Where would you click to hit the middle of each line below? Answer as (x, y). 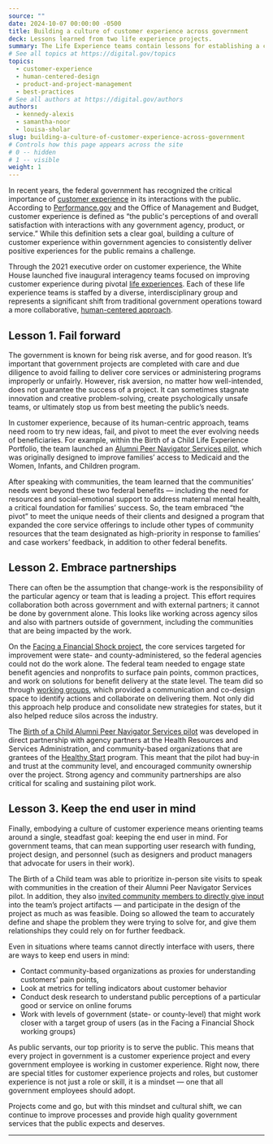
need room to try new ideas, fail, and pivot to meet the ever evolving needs (134, 431)
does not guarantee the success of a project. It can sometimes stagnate (129, 389)
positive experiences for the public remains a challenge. (102, 251)
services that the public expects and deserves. (87, 1123)
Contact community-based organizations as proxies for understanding (138, 971)
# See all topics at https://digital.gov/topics (92, 54)
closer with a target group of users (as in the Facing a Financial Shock (137, 1023)
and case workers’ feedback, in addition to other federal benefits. (118, 542)
